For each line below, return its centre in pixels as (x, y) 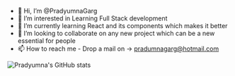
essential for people (46, 41)
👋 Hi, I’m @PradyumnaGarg (57, 11)
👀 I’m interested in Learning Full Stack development (92, 18)
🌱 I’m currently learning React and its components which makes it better (122, 26)
